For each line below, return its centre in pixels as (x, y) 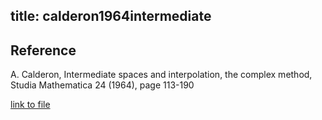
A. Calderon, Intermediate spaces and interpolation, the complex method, (161, 75)
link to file (30, 105)
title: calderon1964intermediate (111, 16)
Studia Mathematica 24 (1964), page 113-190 (102, 85)
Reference (43, 50)
